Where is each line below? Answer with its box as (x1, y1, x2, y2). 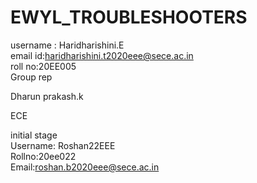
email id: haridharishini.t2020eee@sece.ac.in (10, 49, 194, 61)
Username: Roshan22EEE (10, 139, 116, 151)
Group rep (10, 71, 53, 83)
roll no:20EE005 (10, 60, 77, 72)
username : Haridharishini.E (10, 39, 125, 51)
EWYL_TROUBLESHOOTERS (10, 6, 248, 29)
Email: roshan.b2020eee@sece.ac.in (10, 161, 160, 173)
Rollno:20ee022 (10, 150, 77, 162)
